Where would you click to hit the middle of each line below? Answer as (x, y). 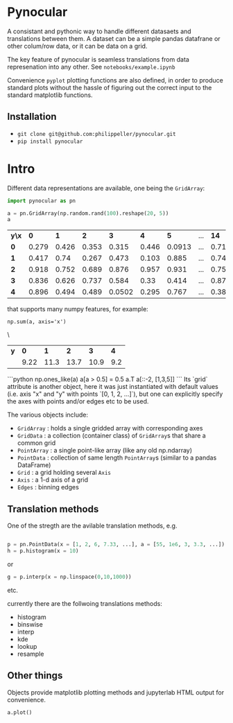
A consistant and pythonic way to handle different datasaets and (100, 31)
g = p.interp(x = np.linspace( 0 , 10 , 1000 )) (69, 577)
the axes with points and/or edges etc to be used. (78, 401)
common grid (36, 443)
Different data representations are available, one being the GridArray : (106, 188)
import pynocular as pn (42, 201)
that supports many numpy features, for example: (78, 309)
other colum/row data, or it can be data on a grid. (77, 46)
